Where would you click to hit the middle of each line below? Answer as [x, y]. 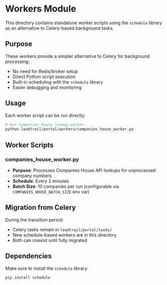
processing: [18, 62]
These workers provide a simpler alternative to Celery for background [77, 56]
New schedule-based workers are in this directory [64, 235]
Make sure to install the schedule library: [47, 268]
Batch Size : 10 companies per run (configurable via [66, 186]
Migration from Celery [41, 208]
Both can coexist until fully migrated [50, 240]
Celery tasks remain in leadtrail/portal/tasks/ [62, 230]
